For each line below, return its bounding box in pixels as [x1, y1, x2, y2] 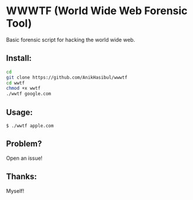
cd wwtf [6, 80, 25, 86]
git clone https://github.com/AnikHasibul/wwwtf [6, 74, 128, 80]
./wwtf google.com [6, 91, 51, 97]
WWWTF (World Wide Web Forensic [6, 4, 188, 18]
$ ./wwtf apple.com [6, 123, 54, 129]
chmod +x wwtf [6, 86, 41, 91]
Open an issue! [6, 155, 43, 162]
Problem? [6, 139, 42, 149]
